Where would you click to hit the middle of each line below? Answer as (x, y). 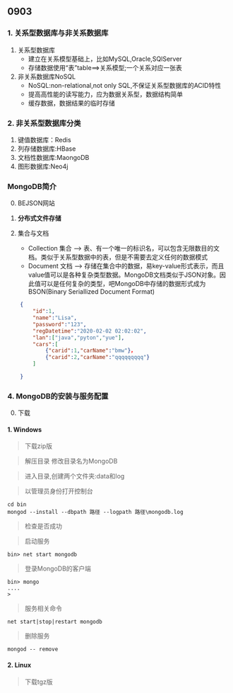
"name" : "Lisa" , (55, 318)
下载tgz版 (38, 682)
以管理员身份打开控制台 (59, 491)
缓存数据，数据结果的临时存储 (71, 103)
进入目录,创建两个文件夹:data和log (74, 476)
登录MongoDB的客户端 (58, 568)
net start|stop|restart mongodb (55, 622)
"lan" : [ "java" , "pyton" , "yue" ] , (79, 338)
